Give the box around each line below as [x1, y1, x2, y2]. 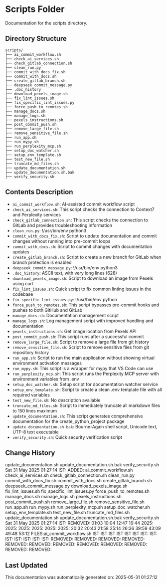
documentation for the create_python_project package [12, 418, 125, 424]
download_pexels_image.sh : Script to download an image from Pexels [12, 275, 154, 281]
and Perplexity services [12, 211, 61, 217]
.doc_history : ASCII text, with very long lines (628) [12, 270, 117, 276]
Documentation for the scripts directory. [5, 20, 88, 26]
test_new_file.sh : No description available [12, 397, 101, 403]
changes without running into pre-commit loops [12, 238, 111, 244]
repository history [12, 349, 49, 355]
